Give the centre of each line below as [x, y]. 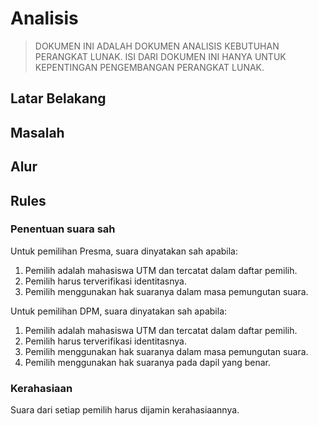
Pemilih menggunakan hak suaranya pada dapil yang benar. [148, 362]
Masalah [37, 132]
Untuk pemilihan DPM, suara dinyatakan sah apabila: [119, 311]
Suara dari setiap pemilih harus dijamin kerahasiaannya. [125, 410]
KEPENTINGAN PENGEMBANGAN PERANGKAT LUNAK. [149, 67]
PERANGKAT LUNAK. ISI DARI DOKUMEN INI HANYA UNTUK [160, 56]
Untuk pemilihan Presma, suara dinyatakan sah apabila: [124, 251]
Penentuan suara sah [63, 229]
